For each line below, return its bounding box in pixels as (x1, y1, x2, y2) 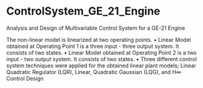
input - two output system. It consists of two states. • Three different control (6, 55, 197, 63)
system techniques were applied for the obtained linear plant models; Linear (6, 62, 196, 69)
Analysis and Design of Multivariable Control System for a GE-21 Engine (6, 24, 185, 32)
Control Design (6, 75, 44, 82)
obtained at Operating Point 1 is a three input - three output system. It (6, 42, 179, 50)
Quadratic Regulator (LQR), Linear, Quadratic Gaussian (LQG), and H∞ (6, 68, 182, 75)
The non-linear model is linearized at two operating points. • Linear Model (6, 36, 191, 43)
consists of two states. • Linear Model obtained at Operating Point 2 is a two (6, 49, 197, 56)
